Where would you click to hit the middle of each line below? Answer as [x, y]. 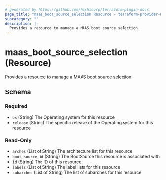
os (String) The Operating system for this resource [63, 117]
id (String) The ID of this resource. [47, 162]
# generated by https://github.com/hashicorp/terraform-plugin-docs [77, 10]
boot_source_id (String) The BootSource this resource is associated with [86, 157]
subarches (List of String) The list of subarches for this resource [77, 172]
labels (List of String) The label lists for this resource [66, 167]
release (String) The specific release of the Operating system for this [83, 122]
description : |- [22, 23]
